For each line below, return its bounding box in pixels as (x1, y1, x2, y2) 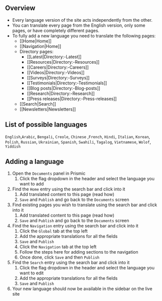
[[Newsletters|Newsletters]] (19, 106, 76, 112)
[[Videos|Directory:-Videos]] (27, 69, 85, 75)
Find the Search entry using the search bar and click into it (12, 260, 130, 265)
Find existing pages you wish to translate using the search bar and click (12, 202, 158, 208)
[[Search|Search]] (19, 101, 56, 107)
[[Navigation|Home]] (19, 43, 61, 49)
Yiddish (5, 144, 21, 149)
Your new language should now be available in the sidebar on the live (12, 286, 153, 292)
